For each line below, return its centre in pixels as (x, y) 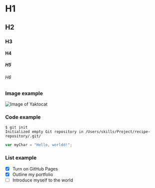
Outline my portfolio (33, 174)
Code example (23, 117)
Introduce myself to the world (43, 180)
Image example (24, 93)
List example (21, 158)
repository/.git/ (23, 136)
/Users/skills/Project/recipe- (118, 132)
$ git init (16, 127)
